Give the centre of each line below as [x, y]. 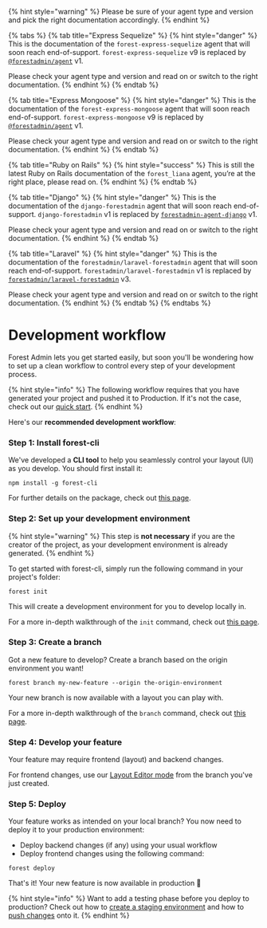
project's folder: [35, 576]
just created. [29, 784]
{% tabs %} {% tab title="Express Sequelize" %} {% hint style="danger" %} [133, 35]
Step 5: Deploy [37, 804]
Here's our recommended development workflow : [92, 422]
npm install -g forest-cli [53, 483]
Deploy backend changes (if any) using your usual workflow [118, 845]
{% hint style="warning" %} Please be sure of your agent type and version [131, 12]
